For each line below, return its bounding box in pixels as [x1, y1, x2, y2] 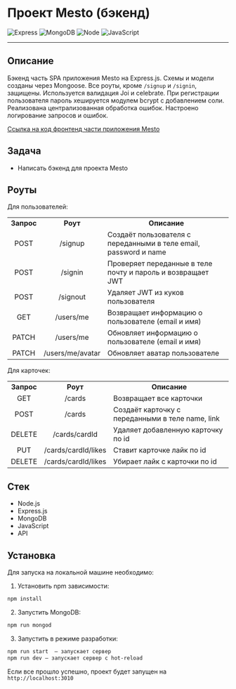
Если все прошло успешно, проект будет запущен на [7, 667, 167, 676]
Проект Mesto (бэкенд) [7, 5, 150, 21]
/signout [58, 292, 86, 302]
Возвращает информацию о [107, 308, 203, 317]
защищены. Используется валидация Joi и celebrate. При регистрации [7, 88, 220, 97]
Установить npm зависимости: [17, 582, 110, 590]
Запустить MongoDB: [17, 608, 81, 616]
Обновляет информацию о [107, 328, 198, 338]
